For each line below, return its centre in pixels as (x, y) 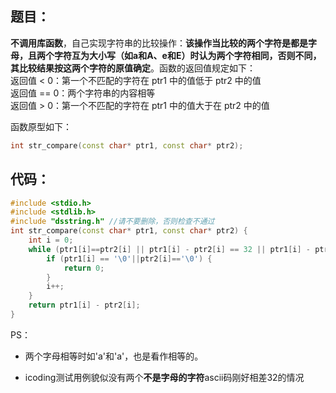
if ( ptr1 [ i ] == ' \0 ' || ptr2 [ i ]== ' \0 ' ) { (129, 258)
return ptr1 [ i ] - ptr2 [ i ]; (84, 305)
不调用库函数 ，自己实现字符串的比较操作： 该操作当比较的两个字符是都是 (159, 43)
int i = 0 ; (51, 240)
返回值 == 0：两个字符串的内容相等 (83, 93)
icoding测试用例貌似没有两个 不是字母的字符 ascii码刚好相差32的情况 (164, 377)
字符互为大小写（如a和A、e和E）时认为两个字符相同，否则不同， (187, 55)
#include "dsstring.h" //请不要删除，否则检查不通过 (112, 222)
